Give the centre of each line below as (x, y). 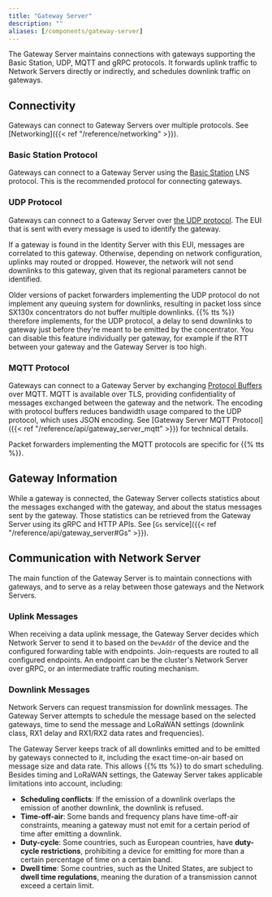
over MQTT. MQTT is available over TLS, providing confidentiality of (122, 394)
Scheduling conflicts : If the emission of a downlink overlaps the (127, 799)
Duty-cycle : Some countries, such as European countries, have (127, 843)
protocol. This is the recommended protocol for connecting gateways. (125, 181)
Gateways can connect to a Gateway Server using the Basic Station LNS (129, 172)
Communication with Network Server (105, 558)
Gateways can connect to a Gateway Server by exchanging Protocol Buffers (135, 385)
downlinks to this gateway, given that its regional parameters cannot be (127, 270)
